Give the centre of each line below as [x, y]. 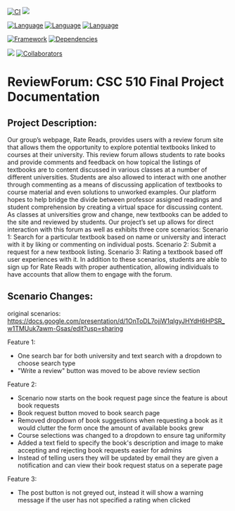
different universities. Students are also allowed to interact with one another [117, 177]
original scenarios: [34, 313]
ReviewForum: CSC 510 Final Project [116, 82]
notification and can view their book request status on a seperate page [120, 465]
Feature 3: [22, 479]
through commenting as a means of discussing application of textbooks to [115, 184]
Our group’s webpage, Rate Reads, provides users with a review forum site [115, 140]
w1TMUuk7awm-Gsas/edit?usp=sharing [65, 328]
